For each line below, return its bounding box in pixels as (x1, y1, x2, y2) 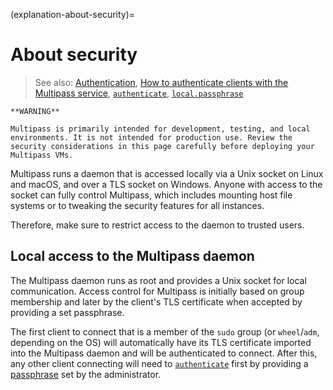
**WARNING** (10, 106, 60, 116)
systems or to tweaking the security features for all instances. (10, 199, 265, 211)
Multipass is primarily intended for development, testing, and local (10, 124, 311, 134)
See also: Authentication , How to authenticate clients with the (34, 76, 289, 88)
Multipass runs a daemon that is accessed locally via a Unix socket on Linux (10, 167, 324, 179)
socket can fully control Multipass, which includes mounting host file (10, 189, 293, 201)
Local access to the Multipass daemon (10, 248, 255, 265)
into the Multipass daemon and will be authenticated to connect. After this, (10, 347, 318, 359)
